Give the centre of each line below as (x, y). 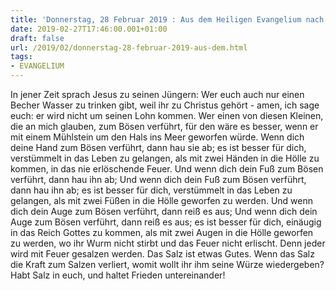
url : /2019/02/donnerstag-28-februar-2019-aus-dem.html (129, 47)
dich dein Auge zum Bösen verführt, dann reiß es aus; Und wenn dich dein (164, 211)
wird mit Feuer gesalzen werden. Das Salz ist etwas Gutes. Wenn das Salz (162, 254)
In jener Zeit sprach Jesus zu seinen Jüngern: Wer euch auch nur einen (157, 94)
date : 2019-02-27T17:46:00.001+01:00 (89, 29)
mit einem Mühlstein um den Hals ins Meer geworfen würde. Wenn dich (157, 137)
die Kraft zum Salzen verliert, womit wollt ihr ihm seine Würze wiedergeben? (167, 264)
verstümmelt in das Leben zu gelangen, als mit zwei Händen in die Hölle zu (165, 158)
